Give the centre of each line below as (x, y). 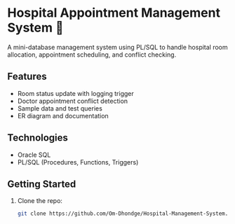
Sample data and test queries (60, 108)
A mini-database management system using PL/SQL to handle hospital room (117, 47)
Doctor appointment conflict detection (73, 101)
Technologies (38, 138)
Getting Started (42, 184)
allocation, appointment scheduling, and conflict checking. (92, 55)
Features (27, 77)
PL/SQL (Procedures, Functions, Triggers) (78, 162)
